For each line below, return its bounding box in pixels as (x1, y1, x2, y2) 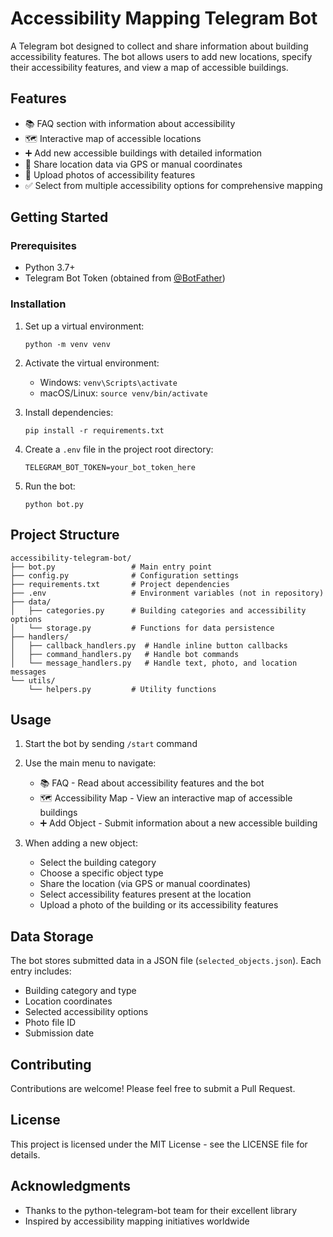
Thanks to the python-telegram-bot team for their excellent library (24, 1204, 298, 1216)
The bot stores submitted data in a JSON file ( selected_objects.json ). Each (10, 955, 322, 967)
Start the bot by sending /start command (24, 738, 198, 750)
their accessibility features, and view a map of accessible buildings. (10, 61, 289, 73)
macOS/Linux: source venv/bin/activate (39, 387, 208, 399)
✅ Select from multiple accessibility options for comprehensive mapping (24, 179, 323, 191)
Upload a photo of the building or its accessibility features (39, 899, 279, 911)
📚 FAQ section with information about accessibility (24, 117, 236, 129)
